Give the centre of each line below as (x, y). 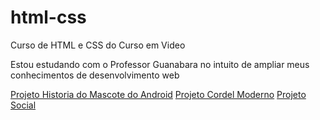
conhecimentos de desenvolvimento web (95, 75)
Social (23, 105)
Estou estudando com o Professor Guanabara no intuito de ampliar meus (160, 64)
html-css (48, 17)
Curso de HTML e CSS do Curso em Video (98, 45)
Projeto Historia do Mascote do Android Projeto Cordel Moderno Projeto (158, 94)
